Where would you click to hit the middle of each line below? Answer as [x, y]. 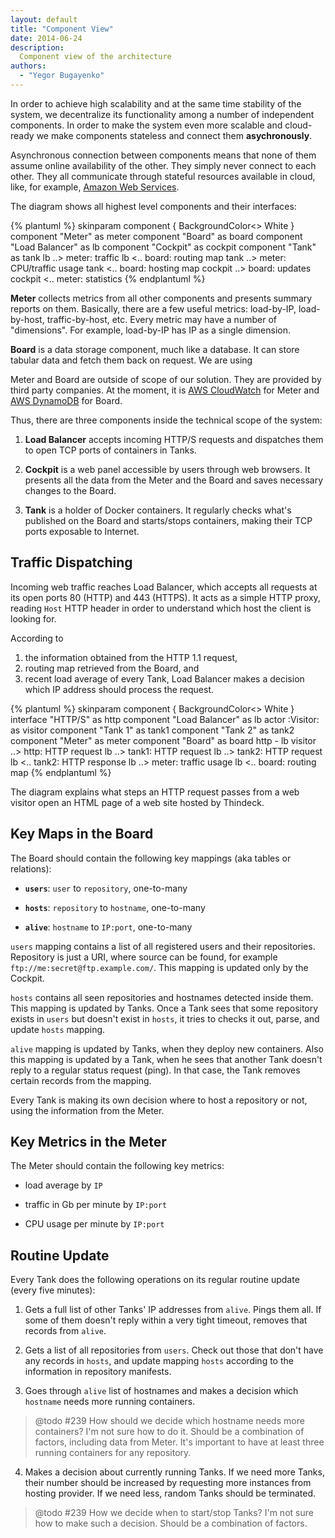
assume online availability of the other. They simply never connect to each [163, 165]
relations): [31, 868]
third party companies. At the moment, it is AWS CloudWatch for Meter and [165, 390]
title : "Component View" [62, 29]
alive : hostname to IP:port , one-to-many [108, 927]
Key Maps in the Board [82, 834]
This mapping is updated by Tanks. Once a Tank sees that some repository [164, 1008]
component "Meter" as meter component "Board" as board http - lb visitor [163, 740]
